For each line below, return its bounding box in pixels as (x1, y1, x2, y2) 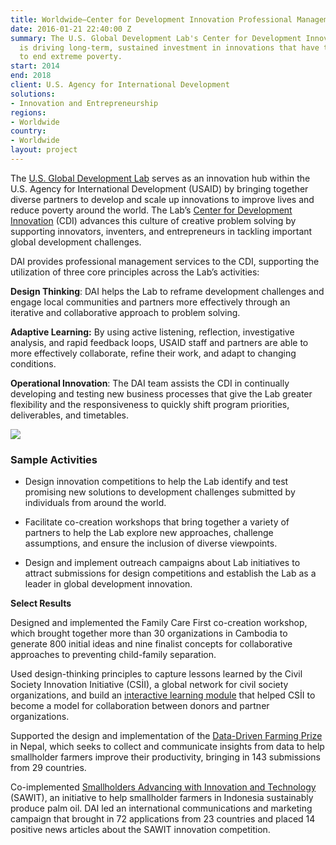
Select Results (10, 597, 72, 610)
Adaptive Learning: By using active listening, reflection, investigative (10, 326, 295, 338)
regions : (10, 107, 47, 118)
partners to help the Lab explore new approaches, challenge (24, 527, 274, 539)
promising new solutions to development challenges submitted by (24, 486, 296, 498)
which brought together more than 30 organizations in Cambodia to (10, 627, 288, 640)
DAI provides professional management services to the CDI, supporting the (10, 255, 320, 267)
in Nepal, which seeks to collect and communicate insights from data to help (10, 741, 325, 753)
